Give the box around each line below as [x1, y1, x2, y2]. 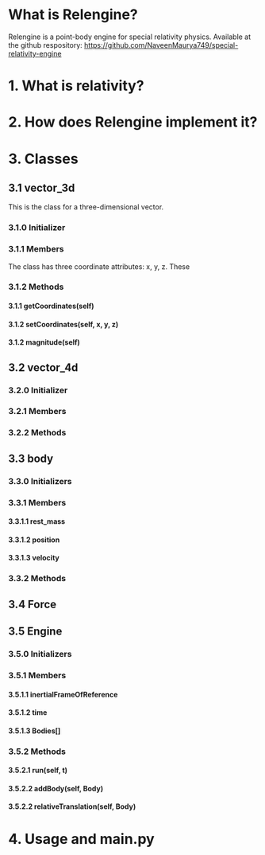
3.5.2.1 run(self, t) [8, 766, 68, 775]
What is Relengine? [8, 6, 139, 24]
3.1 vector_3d [8, 181, 75, 194]
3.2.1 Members [8, 406, 67, 417]
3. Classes [8, 150, 79, 168]
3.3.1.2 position [8, 535, 60, 545]
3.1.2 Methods [8, 281, 64, 292]
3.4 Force [8, 597, 57, 611]
